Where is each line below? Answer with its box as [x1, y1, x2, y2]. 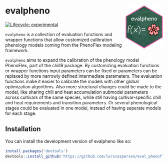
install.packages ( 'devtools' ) [5, 148, 68, 153]
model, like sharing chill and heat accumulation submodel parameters [5, 89, 148, 95]
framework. [5, 47, 29, 53]
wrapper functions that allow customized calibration [5, 37, 112, 43]
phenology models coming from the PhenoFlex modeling [5, 42, 122, 48]
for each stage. [5, 110, 36, 116]
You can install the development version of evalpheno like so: [5, 138, 131, 144]
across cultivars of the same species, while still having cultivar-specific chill [5, 94, 161, 100]
